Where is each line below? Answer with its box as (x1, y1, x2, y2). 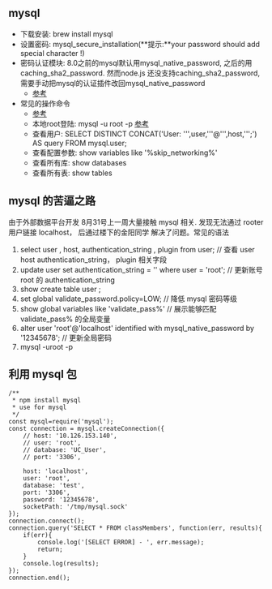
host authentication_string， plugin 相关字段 (19, 255, 168, 264)
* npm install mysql (11, 397, 82, 405)
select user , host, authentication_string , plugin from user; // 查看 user (19, 244, 255, 254)
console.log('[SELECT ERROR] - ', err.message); (37, 539, 205, 547)
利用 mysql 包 (8, 368, 78, 381)
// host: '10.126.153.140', (23, 432, 117, 441)
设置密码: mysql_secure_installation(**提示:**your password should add (19, 39, 261, 49)
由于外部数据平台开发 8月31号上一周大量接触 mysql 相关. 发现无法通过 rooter (8, 217, 264, 226)
